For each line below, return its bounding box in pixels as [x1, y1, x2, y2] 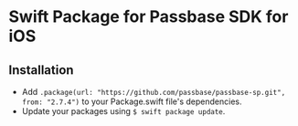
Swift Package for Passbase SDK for [8, 6, 289, 27]
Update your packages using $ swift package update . [21, 106, 226, 116]
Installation [8, 62, 74, 78]
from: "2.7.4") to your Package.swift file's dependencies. [21, 96, 242, 107]
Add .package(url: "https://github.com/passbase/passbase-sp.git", [21, 87, 286, 97]
